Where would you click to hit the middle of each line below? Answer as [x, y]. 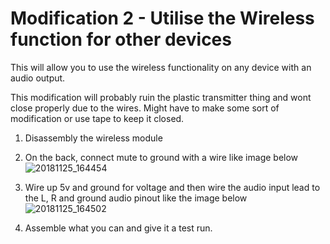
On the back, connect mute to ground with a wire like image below [161, 157]
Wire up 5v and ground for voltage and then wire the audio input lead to [172, 187]
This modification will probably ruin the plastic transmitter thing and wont [161, 97]
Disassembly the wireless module [93, 138]
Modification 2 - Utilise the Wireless [162, 18]
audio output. [38, 78]
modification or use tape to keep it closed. [97, 118]
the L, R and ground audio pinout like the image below [136, 198]
